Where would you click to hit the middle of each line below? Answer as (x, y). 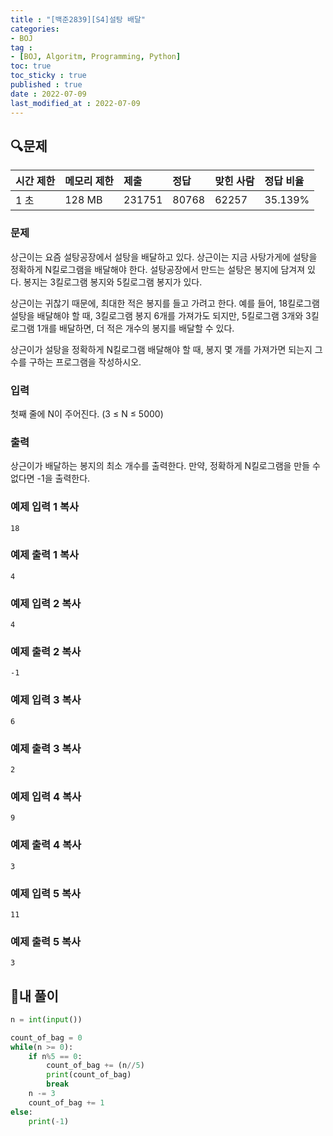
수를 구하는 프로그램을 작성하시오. (76, 362)
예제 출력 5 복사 (46, 941)
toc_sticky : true (48, 76)
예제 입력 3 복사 (46, 700)
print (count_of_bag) (89, 1075)
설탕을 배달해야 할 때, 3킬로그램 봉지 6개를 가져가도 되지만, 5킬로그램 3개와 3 (161, 315)
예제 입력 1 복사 (44, 507)
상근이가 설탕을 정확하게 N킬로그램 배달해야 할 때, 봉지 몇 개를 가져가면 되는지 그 (166, 349)
